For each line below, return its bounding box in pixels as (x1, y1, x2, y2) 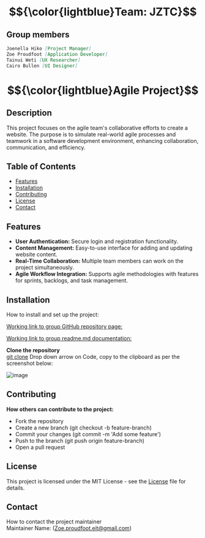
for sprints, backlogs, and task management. (15, 277, 129, 284)
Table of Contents (6, 161, 76, 172)
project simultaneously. (15, 264, 75, 271)
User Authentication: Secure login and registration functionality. (15, 238, 179, 245)
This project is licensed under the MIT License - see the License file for (6, 477, 186, 485)
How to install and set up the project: (6, 310, 99, 318)
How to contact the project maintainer (6, 518, 102, 526)
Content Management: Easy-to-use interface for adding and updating (15, 244, 193, 252)
